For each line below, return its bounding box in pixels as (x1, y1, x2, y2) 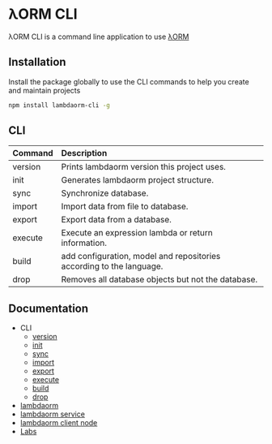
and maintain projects (8, 85, 81, 95)
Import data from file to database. (61, 200, 189, 212)
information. (61, 237, 108, 248)
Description (61, 148, 108, 159)
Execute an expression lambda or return (61, 227, 213, 239)
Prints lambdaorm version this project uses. (61, 162, 227, 173)
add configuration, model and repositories (61, 251, 221, 262)
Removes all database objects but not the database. (61, 274, 258, 285)
